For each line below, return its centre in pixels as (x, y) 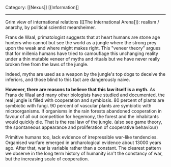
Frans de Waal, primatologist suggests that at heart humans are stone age (83, 37)
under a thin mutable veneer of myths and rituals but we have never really (83, 59)
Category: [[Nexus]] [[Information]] (42, 7)
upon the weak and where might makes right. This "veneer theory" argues (83, 48)
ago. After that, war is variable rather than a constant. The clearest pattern (83, 148)
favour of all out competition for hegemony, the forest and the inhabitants (82, 116)
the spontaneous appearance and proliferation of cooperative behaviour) (82, 127)
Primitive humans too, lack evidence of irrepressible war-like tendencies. (81, 137)
